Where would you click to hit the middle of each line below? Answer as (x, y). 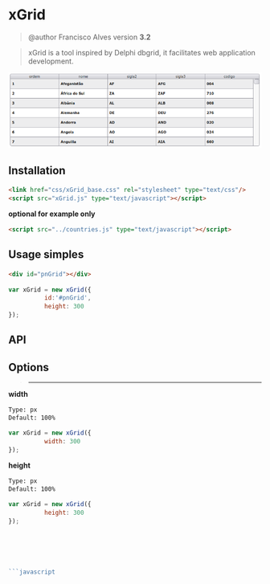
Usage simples (46, 255)
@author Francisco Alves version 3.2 (89, 37)
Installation (37, 170)
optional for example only (52, 214)
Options (29, 367)
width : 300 (62, 442)
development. (51, 61)
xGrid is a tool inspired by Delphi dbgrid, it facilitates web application (141, 52)
